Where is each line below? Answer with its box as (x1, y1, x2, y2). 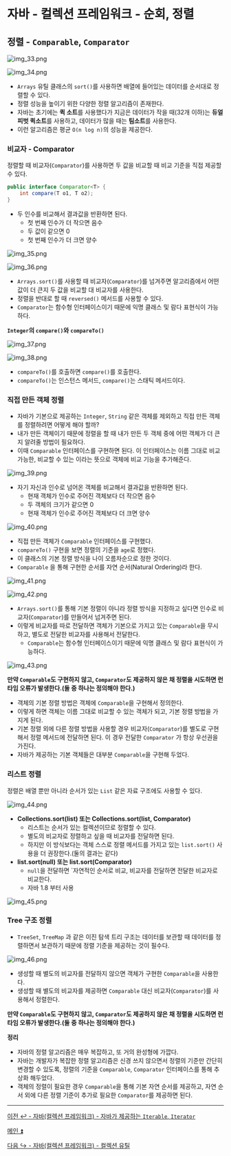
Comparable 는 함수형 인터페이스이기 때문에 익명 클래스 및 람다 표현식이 (27, 639, 217, 647)
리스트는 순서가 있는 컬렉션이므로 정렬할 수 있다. (27, 823, 156, 831)
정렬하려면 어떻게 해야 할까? (24, 421, 100, 429)
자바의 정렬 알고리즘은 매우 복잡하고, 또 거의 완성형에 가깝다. (16, 1048, 179, 1056)
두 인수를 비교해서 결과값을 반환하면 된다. (16, 210, 128, 218)
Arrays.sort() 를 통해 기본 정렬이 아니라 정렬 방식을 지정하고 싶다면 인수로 (16, 604, 217, 612)
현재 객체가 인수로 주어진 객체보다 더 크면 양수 (27, 509, 151, 517)
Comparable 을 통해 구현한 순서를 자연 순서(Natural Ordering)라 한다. (16, 563, 203, 571)
